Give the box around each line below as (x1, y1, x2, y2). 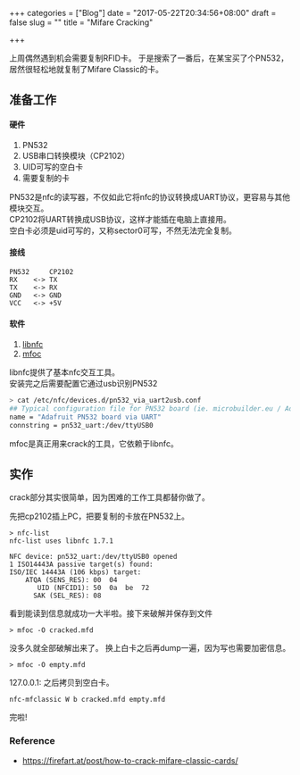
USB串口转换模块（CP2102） (21, 150, 130, 161)
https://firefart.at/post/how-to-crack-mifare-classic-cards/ (21, 754, 238, 766)
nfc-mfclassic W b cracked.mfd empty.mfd (9, 696, 166, 704)
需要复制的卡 (21, 172, 70, 183)
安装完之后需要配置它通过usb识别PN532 (9, 379, 158, 388)
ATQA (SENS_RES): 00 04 (25, 576, 118, 585)
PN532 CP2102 (9, 267, 74, 276)
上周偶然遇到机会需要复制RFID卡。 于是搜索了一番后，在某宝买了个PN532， (9, 53, 289, 63)
